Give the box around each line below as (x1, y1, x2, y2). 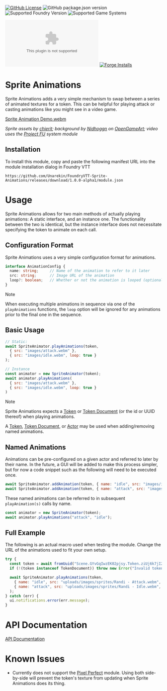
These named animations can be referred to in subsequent (5, 495, 125, 501)
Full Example (5, 529, 46, 537)
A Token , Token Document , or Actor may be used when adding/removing (5, 423, 155, 429)
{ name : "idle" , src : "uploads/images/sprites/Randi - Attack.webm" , (14, 580, 162, 585)
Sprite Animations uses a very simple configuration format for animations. (5, 254, 156, 260)
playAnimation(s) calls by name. (5, 500, 72, 506)
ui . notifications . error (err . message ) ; (9, 598, 90, 603)
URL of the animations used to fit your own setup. (5, 547, 107, 553)
